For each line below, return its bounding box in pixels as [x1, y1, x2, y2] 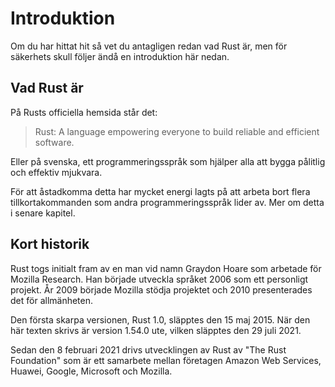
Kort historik [10, 236, 90, 253]
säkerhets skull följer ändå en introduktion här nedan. [10, 50, 230, 62]
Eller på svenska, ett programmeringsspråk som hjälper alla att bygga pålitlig [10, 155, 326, 167]
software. [34, 136, 75, 148]
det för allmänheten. [10, 294, 94, 306]
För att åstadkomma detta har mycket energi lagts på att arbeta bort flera [10, 185, 311, 197]
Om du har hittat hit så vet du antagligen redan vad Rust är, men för [10, 40, 288, 52]
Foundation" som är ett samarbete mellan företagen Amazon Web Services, [10, 354, 322, 366]
